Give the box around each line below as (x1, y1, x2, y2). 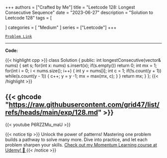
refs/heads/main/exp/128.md (5, 108, 98, 117)
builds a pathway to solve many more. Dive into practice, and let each (5, 137, 148, 143)
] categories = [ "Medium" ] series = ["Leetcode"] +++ (5, 24, 117, 30)
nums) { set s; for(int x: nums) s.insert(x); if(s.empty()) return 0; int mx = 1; (5, 62, 158, 68)
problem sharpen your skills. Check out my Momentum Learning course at (5, 142, 158, 148)
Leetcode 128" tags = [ (5, 15, 52, 20)
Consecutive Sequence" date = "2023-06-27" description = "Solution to (5, 9, 153, 15)
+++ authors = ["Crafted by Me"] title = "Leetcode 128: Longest (5, 4, 135, 10)
